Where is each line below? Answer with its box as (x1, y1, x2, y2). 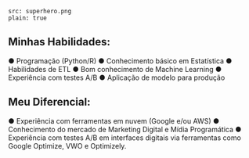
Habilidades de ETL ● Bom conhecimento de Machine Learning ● (8, 64, 222, 74)
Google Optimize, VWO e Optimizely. (8, 141, 127, 150)
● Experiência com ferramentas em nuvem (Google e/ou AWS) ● (8, 116, 220, 125)
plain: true (8, 14, 47, 22)
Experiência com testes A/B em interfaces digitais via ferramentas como (8, 133, 241, 142)
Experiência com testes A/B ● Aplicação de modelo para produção (8, 73, 226, 82)
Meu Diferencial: (8, 95, 91, 109)
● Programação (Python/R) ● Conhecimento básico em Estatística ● (8, 56, 233, 66)
